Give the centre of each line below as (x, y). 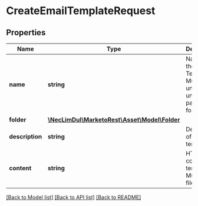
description (26, 136)
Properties (26, 33)
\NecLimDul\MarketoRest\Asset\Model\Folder (114, 120)
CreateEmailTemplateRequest (81, 11)
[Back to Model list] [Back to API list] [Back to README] (74, 197)
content (20, 168)
